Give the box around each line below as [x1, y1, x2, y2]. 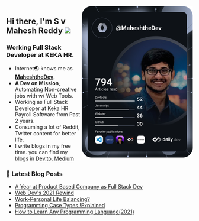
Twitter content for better [14, 129, 76, 136]
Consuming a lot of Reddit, [14, 123, 80, 131]
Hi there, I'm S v [6, 17, 66, 27]
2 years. [14, 117, 35, 124]
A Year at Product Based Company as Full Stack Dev [14, 183, 143, 190]
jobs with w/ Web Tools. [14, 92, 73, 99]
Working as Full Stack [14, 98, 68, 105]
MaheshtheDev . [14, 73, 55, 80]
